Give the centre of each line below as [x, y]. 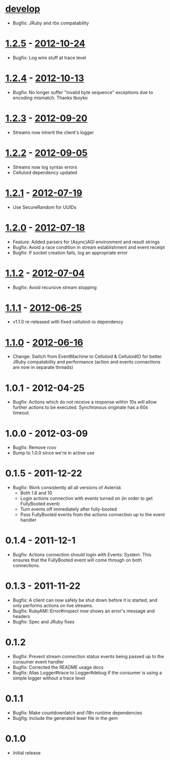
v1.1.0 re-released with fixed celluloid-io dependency [68, 322]
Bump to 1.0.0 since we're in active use [53, 453]
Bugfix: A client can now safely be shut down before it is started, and [85, 600]
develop [23, 9]
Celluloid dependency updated [45, 172]
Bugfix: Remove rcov [35, 447]
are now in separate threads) [43, 368]
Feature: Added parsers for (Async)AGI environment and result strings [86, 242]
